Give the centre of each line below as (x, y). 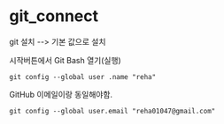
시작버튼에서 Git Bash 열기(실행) (65, 60)
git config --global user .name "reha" (83, 77)
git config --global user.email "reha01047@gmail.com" (112, 111)
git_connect (54, 16)
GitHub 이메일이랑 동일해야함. (61, 94)
